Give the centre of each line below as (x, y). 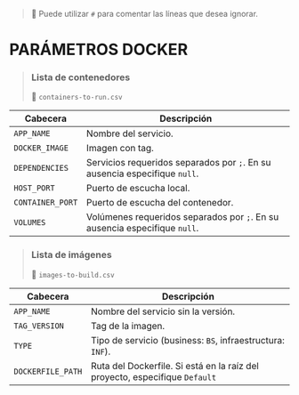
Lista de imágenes (72, 255)
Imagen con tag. (120, 149)
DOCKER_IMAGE (41, 148)
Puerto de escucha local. (138, 189)
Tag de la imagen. (128, 326)
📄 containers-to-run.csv (77, 97)
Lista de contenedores (81, 77)
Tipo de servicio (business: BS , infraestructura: (187, 340)
